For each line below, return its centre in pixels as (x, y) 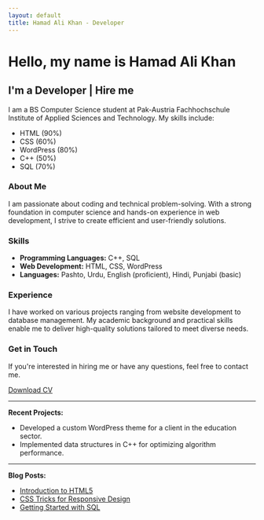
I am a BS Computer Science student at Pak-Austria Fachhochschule (119, 109)
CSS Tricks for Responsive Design (75, 499)
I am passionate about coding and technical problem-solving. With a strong (130, 203)
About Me (27, 187)
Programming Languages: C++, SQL (79, 258)
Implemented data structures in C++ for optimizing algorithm (117, 444)
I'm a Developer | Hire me (71, 91)
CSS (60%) (38, 141)
